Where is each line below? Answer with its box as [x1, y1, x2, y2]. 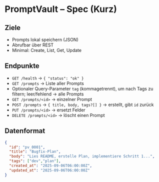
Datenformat [4, 126, 45, 135]
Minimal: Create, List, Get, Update [11, 47, 82, 53]
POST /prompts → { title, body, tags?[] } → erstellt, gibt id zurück [11, 101, 154, 107]
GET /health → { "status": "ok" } [11, 75, 84, 81]
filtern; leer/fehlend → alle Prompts [11, 91, 84, 97]
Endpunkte [4, 61, 39, 70]
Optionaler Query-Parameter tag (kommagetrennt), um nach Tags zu [11, 85, 153, 91]
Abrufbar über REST [11, 42, 54, 48]
